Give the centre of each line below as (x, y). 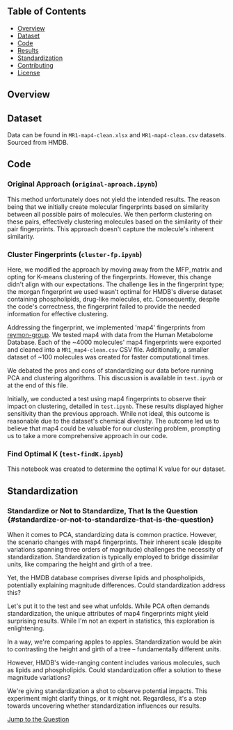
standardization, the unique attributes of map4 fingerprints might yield (108, 613)
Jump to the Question (38, 719)
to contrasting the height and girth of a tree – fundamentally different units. (114, 649)
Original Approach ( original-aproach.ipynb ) (82, 184)
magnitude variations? (39, 677)
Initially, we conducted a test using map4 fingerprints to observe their (107, 399)
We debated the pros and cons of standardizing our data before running (110, 371)
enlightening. (26, 628)
